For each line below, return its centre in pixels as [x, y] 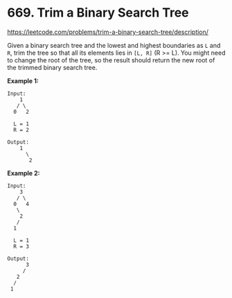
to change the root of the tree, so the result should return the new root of [111, 60]
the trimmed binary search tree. [52, 67]
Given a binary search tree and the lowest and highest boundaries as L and [114, 45]
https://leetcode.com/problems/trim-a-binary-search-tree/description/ [108, 32]
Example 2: [24, 173]
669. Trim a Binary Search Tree [98, 13]
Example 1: [23, 80]
